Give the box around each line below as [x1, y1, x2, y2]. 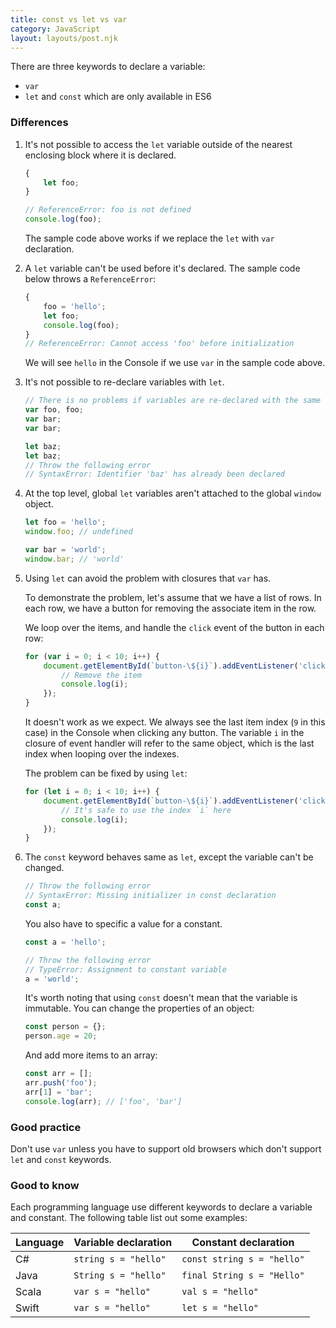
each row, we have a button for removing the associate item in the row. [24, 602, 317, 614]
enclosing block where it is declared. [24, 149, 177, 161]
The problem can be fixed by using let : [24, 767, 188, 780]
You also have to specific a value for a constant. [24, 917, 223, 930]
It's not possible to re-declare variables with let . [24, 376, 225, 388]
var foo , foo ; [24, 405, 84, 415]
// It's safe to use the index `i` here [61, 805, 232, 815]
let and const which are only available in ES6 [24, 91, 212, 103]
